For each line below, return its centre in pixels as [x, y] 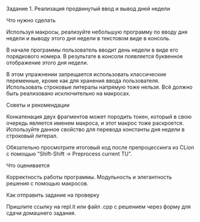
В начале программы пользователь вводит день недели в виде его [92, 50]
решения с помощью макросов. [47, 183]
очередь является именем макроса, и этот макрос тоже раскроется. [95, 123]
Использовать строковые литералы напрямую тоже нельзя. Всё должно [99, 87]
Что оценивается [28, 165]
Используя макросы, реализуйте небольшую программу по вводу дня [97, 32]
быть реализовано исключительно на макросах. [68, 93]
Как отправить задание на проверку [53, 195]
